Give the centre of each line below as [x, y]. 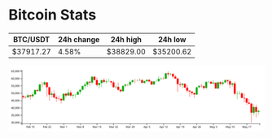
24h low [172, 40]
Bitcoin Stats [53, 15]
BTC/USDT [32, 40]
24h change [79, 40]
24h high [126, 40]
